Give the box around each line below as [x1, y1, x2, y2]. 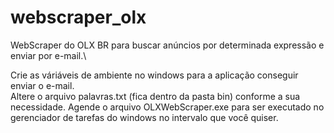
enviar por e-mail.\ [10, 49, 87, 61]
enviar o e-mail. [10, 79, 75, 91]
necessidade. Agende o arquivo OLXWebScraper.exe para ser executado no [10, 101, 325, 113]
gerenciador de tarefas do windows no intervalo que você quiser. [10, 111, 279, 123]
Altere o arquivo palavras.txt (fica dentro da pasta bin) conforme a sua [10, 90, 301, 102]
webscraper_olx [10, 6, 147, 29]
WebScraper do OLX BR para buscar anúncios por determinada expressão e [10, 39, 325, 51]
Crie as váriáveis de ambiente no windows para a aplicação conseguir [10, 69, 299, 81]
